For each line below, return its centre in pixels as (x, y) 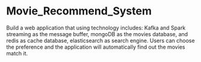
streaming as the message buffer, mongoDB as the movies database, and (97, 34)
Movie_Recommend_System (79, 11)
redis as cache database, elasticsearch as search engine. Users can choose (100, 40)
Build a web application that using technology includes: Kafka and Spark (96, 28)
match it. (17, 53)
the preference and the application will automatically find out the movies (96, 47)
